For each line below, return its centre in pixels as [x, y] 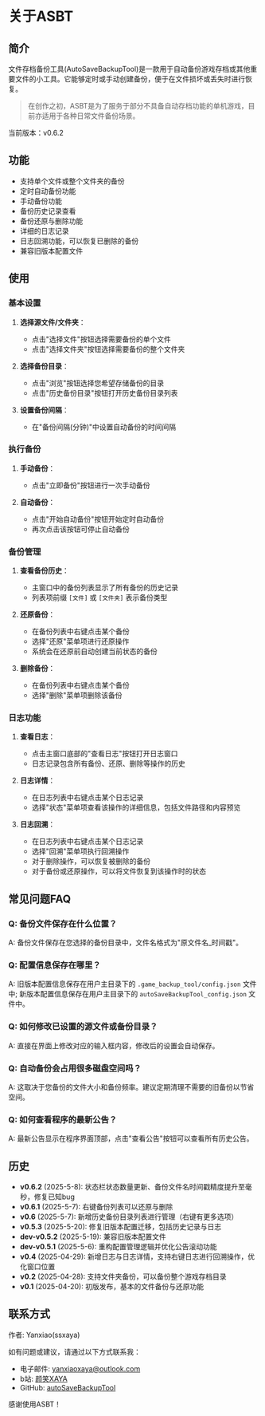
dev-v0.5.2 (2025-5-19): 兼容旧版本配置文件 [93, 1237]
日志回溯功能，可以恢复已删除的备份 [79, 241]
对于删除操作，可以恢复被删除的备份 [91, 862]
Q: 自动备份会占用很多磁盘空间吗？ [75, 1068]
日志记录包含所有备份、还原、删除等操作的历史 [108, 763]
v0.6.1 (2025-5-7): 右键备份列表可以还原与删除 [96, 1207]
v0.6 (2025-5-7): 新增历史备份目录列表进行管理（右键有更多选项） [129, 1217]
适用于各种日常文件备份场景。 [91, 116]
